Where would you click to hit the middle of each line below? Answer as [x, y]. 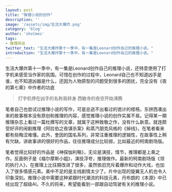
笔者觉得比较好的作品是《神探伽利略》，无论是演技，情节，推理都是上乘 [80, 152]
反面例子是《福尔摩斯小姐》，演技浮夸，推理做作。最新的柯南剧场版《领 [89, 158]
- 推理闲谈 [15, 44]
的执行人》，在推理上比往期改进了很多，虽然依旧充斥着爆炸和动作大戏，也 [83, 165]
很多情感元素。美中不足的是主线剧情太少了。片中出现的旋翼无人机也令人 [90, 171]
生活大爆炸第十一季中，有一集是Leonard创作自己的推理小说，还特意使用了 [84, 68]
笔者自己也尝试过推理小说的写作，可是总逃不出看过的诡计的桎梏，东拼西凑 [84, 109]
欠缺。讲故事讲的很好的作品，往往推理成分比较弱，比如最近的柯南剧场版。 [88, 141]
